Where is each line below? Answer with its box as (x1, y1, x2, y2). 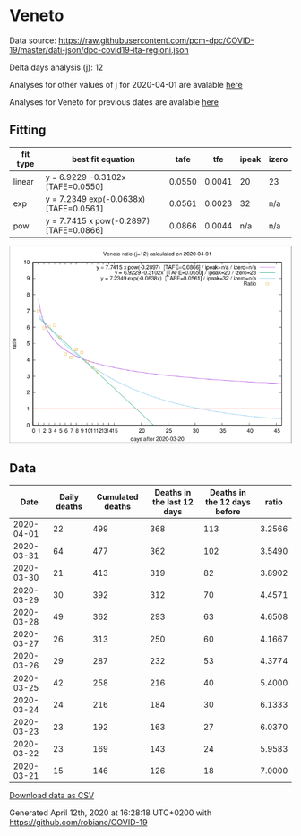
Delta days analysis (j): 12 (9, 62, 104, 73)
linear (13, 177, 34, 186)
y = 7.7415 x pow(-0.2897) (45, 216, 150, 226)
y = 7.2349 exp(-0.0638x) (45, 194, 146, 204)
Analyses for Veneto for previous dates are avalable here (9, 96, 219, 108)
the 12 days (204, 496, 251, 507)
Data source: (9, 35, 56, 46)
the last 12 (151, 496, 194, 507)
